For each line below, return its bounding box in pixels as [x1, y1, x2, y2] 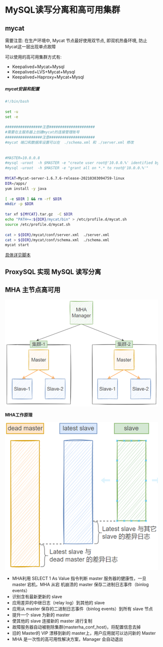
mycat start [5, 243, 29, 248]
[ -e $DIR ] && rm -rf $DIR [5, 197, 62, 201]
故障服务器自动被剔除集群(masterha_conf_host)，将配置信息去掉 [12, 624, 141, 630]
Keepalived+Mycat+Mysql [12, 64, 65, 70]
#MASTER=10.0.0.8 [5, 155, 40, 161]
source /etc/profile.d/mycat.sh [5, 222, 70, 227]
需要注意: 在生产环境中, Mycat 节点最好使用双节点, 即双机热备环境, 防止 [5, 37, 147, 43]
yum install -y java [5, 186, 47, 191]
